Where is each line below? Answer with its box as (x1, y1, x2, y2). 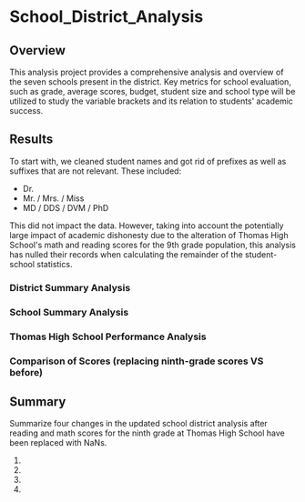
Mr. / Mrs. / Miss (22, 193, 85, 204)
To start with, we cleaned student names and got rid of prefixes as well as (9, 156, 287, 166)
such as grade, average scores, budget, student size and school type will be (9, 86, 296, 96)
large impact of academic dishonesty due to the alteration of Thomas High (9, 229, 289, 240)
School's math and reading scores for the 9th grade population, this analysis (9, 239, 296, 250)
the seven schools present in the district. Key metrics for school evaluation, (9, 76, 291, 87)
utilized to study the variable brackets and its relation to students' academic (9, 95, 294, 106)
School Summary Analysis (9, 306, 129, 318)
